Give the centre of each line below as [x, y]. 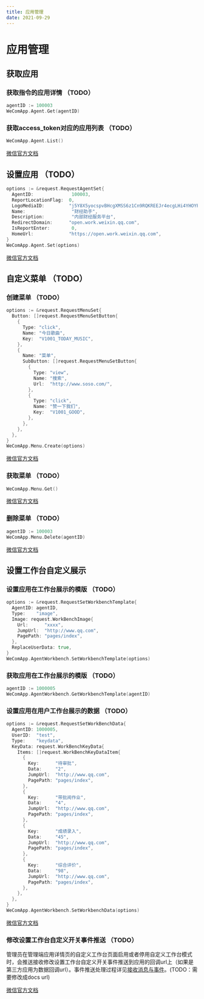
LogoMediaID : [28, 206]
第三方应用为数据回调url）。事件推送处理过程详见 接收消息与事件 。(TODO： [99, 970]
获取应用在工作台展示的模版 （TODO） [63, 676]
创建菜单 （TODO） [35, 297]
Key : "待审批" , [53, 764]
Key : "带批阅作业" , [57, 797]
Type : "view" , [51, 373]
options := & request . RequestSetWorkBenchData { [66, 724]
